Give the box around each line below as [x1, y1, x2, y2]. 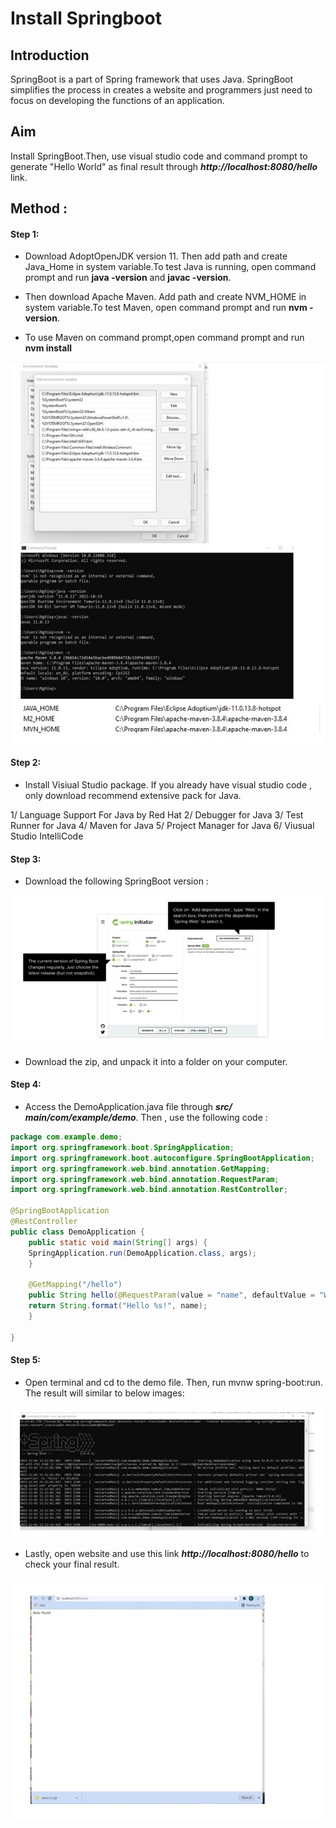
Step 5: [10, 1354, 42, 1366]
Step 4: [10, 1078, 42, 1091]
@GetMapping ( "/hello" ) [28, 1280, 123, 1290]
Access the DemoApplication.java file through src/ [24, 1101, 233, 1113]
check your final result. [24, 1558, 120, 1570]
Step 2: [10, 757, 42, 769]
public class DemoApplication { [10, 1227, 145, 1237]
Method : [10, 200, 68, 217]
